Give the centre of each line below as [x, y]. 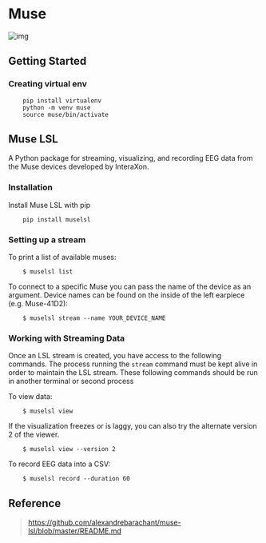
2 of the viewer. [34, 435]
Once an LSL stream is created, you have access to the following [115, 356]
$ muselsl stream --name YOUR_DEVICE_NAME [94, 318]
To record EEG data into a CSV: [59, 464]
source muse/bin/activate [66, 114]
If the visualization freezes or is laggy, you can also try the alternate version [133, 426]
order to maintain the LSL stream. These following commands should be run [133, 373]
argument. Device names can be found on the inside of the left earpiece [127, 295]
